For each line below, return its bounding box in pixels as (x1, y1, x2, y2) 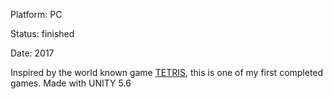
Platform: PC (10, 9, 63, 20)
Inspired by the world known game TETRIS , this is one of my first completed (10, 67, 324, 78)
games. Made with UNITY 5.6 (10, 77, 132, 89)
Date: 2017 (10, 47, 55, 59)
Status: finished (10, 28, 75, 39)
